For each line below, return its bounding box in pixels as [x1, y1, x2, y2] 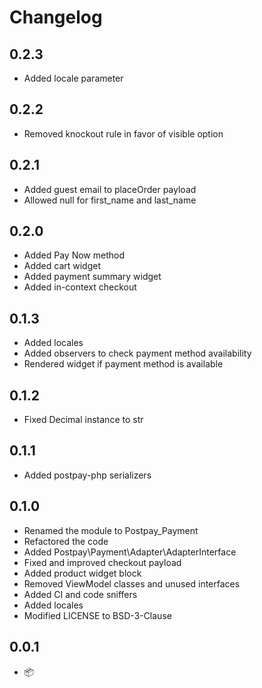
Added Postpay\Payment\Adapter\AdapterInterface [23, 546, 237, 558]
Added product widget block [23, 567, 142, 579]
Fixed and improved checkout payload [23, 556, 182, 568]
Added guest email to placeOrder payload [23, 183, 197, 195]
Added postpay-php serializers [23, 469, 152, 481]
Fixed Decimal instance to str [23, 414, 144, 426]
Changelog [9, 6, 103, 29]
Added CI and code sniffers [23, 588, 138, 600]
